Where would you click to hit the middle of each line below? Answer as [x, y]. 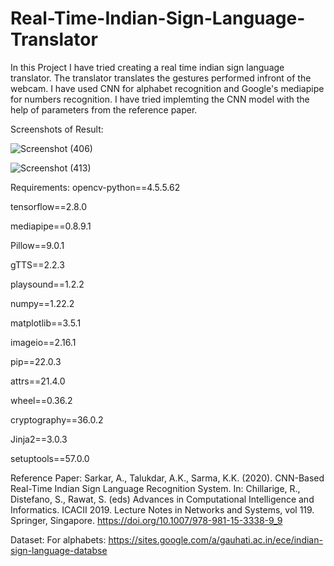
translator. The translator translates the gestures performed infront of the [161, 78]
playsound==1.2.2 [47, 284]
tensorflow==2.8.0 [48, 206]
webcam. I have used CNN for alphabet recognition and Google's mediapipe [167, 88]
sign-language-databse [59, 550]
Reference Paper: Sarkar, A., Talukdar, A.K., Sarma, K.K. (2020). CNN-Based [167, 478]
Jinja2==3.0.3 [39, 439]
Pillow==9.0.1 [37, 245]
